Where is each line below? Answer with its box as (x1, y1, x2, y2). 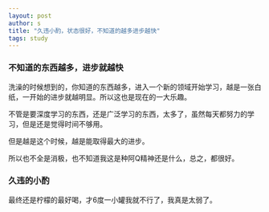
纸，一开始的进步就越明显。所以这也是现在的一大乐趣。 (8, 92, 191, 101)
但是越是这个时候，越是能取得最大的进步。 (8, 136, 149, 145)
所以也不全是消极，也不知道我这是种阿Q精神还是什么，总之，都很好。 (8, 153, 239, 163)
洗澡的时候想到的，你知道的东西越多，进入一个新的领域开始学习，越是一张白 (8, 82, 262, 92)
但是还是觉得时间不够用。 (22, 119, 107, 128)
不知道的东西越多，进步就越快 (8, 62, 124, 73)
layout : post (8, 11, 52, 20)
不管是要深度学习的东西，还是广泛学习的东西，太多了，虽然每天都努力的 (8, 109, 247, 119)
